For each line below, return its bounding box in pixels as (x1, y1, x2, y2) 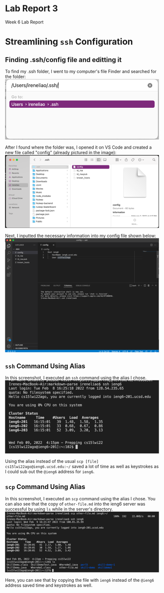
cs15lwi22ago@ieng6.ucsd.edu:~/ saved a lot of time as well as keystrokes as (5, 463, 159, 469)
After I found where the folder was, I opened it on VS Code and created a (5, 144, 152, 150)
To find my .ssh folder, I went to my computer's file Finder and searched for (5, 68, 157, 74)
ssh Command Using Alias (5, 362, 85, 370)
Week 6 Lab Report (5, 19, 44, 25)
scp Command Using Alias (5, 483, 85, 491)
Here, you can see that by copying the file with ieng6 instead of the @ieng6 (5, 577, 154, 583)
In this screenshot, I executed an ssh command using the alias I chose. (5, 375, 147, 381)
